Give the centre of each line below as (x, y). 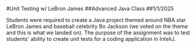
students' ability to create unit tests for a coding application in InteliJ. (91, 39)
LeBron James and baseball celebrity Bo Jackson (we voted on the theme (97, 26)
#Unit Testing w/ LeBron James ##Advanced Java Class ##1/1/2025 (90, 9)
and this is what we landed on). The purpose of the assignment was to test (98, 33)
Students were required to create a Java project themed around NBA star (96, 20)
